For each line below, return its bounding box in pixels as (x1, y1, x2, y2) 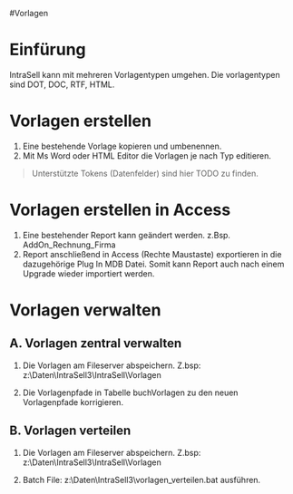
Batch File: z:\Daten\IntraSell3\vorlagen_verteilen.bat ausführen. (22, 474, 261, 485)
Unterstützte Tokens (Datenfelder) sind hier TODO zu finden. (31, 168, 259, 179)
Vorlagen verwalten (9, 300, 161, 320)
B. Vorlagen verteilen (9, 423, 132, 439)
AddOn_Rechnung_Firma (22, 239, 116, 250)
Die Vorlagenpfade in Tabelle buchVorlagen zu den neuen (22, 387, 239, 398)
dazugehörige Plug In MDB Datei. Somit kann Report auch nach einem (22, 258, 285, 269)
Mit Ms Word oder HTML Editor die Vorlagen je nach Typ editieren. (22, 150, 272, 161)
